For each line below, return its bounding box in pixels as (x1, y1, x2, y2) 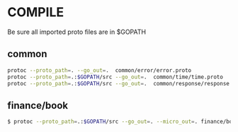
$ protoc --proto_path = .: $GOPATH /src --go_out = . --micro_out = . (7, 118, 198, 126)
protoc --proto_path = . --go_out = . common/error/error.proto (7, 66, 192, 74)
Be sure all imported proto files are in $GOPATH (7, 28, 147, 36)
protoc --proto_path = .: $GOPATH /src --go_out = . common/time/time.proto (7, 73, 223, 80)
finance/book (7, 100, 69, 112)
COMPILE (7, 4, 64, 20)
